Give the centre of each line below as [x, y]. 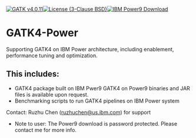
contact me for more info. [45, 130]
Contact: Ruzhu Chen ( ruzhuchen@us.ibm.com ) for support [79, 112]
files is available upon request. [52, 94]
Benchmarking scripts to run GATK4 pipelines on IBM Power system [97, 101]
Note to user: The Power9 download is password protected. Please [96, 123]
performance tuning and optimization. [52, 55]
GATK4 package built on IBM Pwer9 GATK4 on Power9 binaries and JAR [102, 88]
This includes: [33, 74]
